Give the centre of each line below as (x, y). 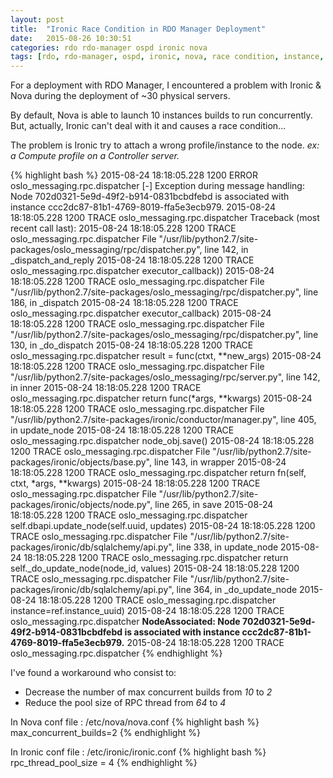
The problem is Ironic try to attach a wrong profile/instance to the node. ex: (165, 145)
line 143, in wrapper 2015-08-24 (220, 462)
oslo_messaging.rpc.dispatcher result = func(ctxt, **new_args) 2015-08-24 (166, 356)
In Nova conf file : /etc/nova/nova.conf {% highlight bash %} (135, 722)
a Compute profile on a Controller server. (95, 156)
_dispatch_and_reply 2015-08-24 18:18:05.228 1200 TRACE (132, 260)
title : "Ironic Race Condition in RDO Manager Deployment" (138, 29)
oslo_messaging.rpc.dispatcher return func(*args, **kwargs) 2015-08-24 (161, 398)
